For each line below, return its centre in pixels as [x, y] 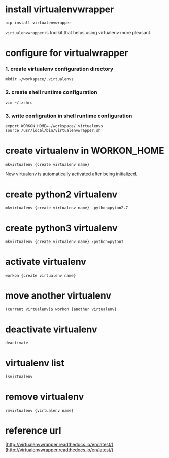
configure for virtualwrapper [67, 53]
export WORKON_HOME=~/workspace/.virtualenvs [54, 126]
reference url [33, 430]
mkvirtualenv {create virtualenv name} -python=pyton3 [64, 241]
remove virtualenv [45, 397]
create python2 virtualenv [61, 194]
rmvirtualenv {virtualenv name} [39, 410]
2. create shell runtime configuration [51, 92]
